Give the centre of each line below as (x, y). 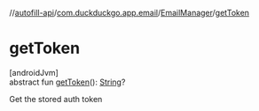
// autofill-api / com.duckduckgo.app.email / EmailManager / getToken (129, 13)
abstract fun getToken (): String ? (67, 82)
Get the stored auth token (56, 99)
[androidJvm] (34, 72)
